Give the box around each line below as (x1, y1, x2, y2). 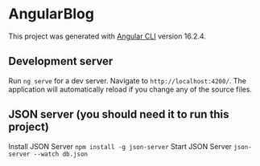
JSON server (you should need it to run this (8, 107, 229, 121)
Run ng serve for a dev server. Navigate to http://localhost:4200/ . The (8, 75, 247, 85)
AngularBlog (8, 5, 95, 23)
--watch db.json (33, 150, 89, 158)
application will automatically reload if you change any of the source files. (8, 84, 252, 94)
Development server (8, 55, 113, 68)
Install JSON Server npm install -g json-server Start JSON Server (8, 141, 232, 151)
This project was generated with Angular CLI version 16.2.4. (8, 31, 207, 41)
